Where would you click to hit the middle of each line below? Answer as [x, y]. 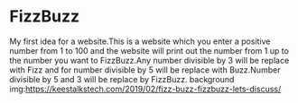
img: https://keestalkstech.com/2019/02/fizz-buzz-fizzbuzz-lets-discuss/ [145, 89]
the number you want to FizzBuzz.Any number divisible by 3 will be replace [149, 60]
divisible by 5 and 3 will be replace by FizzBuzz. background [122, 79]
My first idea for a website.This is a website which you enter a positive [140, 41]
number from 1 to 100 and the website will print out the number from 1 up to [149, 50]
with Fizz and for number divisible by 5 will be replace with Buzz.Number [145, 70]
